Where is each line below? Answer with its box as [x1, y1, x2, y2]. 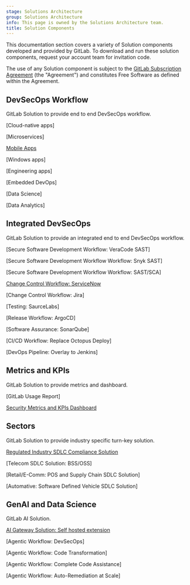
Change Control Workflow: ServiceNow [6, 280, 101, 287]
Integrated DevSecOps [6, 219, 91, 229]
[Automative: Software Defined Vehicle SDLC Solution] [6, 482, 138, 490]
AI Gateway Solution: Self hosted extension [6, 527, 110, 534]
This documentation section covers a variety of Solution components [6, 41, 173, 48]
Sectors [6, 421, 36, 431]
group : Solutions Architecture [6, 14, 83, 20]
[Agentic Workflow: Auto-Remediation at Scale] [6, 572, 121, 579]
